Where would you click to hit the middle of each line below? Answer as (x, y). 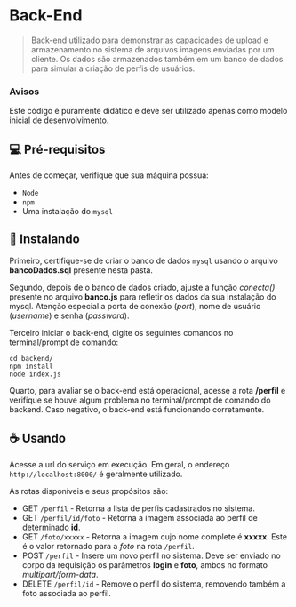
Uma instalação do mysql (68, 212)
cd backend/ (31, 358)
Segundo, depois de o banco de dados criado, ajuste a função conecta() (142, 287)
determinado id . (51, 527)
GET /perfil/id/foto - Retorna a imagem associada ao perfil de (140, 517)
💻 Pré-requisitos (57, 149)
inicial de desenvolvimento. (59, 120)
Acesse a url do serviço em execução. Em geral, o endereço (120, 464)
